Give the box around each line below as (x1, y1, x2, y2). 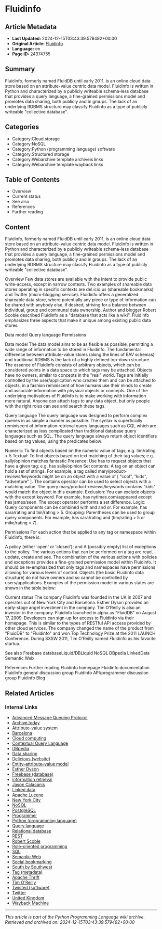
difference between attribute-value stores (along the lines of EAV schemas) (5, 352, 155, 357)
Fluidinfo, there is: (5, 534, 41, 540)
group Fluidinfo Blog (5, 675, 45, 681)
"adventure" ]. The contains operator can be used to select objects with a (5, 479, 151, 484)
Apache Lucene (12, 792, 44, 798)
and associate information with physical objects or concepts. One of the (5, 388, 148, 394)
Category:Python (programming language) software (12, 146, 115, 152)
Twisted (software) (12, 884, 50, 890)
